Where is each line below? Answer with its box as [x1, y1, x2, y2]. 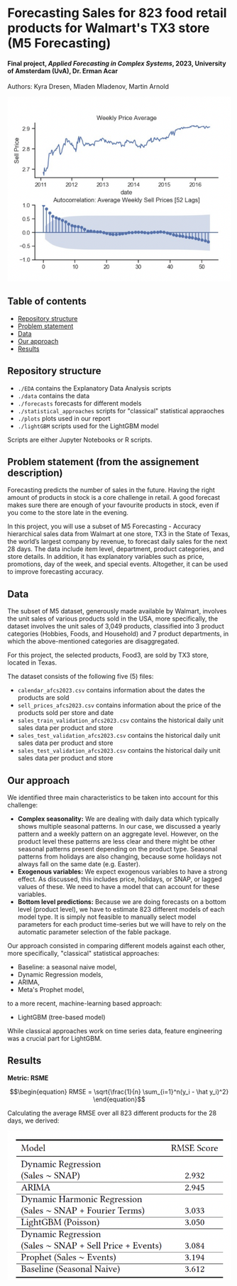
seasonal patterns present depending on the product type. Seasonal [17, 845, 218, 854]
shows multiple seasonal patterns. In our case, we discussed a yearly [17, 822, 221, 831]
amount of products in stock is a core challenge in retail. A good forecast [7, 494, 221, 502]
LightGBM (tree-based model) [17, 1013, 106, 1022]
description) [7, 467, 63, 479]
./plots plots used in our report [17, 414, 111, 423]
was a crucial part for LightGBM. [7, 1035, 102, 1043]
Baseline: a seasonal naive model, [17, 963, 117, 971]
